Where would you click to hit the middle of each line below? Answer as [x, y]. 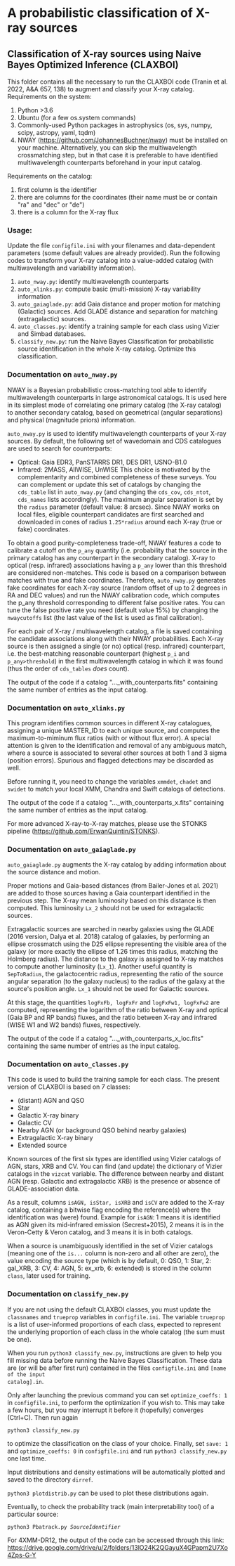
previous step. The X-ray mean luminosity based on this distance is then [112, 900]
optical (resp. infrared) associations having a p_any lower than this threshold [117, 565]
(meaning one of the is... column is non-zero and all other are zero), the [113, 1253]
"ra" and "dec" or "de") [51, 205]
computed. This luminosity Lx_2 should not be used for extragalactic [106, 908]
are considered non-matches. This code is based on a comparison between [117, 572]
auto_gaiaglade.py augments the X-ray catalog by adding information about [117, 865]
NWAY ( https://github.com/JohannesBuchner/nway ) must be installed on [122, 140]
